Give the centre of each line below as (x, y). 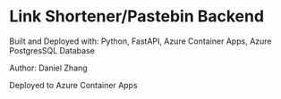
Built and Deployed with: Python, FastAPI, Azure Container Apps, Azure (140, 41)
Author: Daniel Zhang (48, 68)
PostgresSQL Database (52, 50)
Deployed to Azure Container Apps (73, 85)
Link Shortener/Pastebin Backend (137, 16)
